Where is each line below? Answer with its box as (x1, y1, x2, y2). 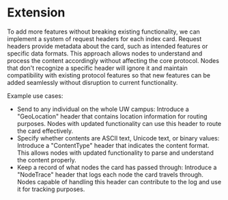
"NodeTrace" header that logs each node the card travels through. (16, 170, 203, 179)
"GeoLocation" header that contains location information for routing (16, 112, 208, 121)
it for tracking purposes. (16, 185, 85, 193)
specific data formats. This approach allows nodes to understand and (7, 49, 203, 58)
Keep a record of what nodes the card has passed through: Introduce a (16, 163, 217, 171)
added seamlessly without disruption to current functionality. (7, 78, 178, 86)
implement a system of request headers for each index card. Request (7, 34, 202, 42)
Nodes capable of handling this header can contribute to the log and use (16, 177, 222, 186)
